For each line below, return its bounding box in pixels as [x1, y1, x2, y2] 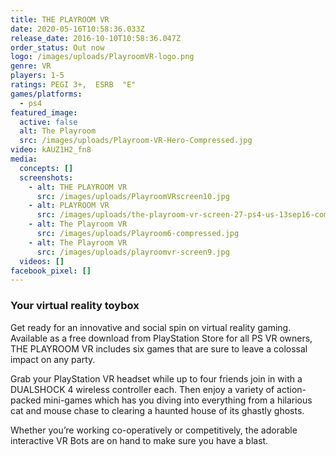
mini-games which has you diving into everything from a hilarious [43, 394, 313, 406]
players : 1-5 [10, 71, 65, 81]
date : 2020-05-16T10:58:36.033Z [10, 24, 145, 34]
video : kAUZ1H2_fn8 [10, 145, 92, 155]
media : [10, 154, 38, 164]
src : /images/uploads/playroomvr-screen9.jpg [36, 247, 230, 257]
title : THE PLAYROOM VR [10, 14, 110, 25]
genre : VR [10, 61, 52, 71]
